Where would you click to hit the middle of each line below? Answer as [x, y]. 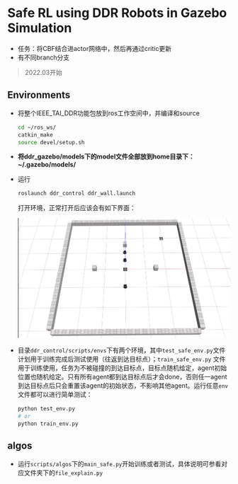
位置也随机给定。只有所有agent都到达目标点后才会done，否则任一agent [123, 377]
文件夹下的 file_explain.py [63, 473]
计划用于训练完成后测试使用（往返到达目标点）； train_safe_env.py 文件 [121, 359]
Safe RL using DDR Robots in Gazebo [117, 13]
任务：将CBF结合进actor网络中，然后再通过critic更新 [95, 48]
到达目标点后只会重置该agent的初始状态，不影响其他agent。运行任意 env [123, 386]
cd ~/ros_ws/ [37, 127]
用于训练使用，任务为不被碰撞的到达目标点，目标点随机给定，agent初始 [122, 368]
